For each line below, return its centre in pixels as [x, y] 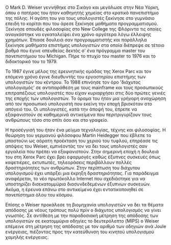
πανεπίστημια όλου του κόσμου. [40, 195]
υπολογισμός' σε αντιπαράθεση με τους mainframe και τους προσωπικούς [84, 88]
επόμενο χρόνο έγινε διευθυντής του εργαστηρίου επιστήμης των [76, 77]
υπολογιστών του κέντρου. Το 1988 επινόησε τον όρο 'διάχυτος [73, 82]
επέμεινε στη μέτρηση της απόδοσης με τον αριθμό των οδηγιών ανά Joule [86, 226]
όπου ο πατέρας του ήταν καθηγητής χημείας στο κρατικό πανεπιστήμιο [82, 13]
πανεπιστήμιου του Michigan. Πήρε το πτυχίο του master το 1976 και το [81, 56]
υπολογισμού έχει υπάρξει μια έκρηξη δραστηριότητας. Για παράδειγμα [82, 173]
